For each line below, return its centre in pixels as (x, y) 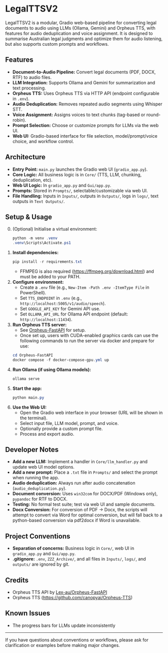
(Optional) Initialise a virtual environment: (55, 229)
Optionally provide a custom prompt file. (61, 428)
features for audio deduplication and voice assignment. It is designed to (79, 33)
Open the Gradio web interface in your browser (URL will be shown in (91, 412)
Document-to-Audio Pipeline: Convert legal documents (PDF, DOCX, (84, 72)
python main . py (28, 397)
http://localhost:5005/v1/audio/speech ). (63, 303)
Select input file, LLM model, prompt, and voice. (69, 423)
